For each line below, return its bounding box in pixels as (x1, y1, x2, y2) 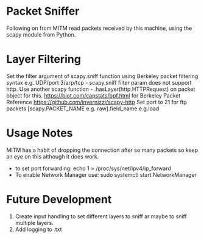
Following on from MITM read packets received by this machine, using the (6, 24, 192, 32)
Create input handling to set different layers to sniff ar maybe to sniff (15, 212, 187, 220)
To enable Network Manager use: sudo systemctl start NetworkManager (15, 171, 197, 178)
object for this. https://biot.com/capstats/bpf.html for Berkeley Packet (6, 91, 181, 99)
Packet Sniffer (6, 4, 80, 18)
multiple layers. (15, 219, 54, 226)
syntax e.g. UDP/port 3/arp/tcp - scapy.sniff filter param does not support (6, 79, 192, 86)
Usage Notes (6, 126, 73, 140)
